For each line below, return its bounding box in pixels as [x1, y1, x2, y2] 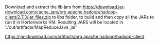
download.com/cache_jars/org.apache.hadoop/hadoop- [5, 9, 118, 15]
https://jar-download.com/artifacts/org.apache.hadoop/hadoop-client [5, 33, 144, 39]
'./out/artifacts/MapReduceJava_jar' [5, 24, 77, 30]
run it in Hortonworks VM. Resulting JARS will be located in [5, 19, 124, 25]
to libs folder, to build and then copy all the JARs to [52, 14, 154, 20]
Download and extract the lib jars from [5, 4, 82, 10]
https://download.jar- [82, 4, 125, 10]
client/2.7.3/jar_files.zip [5, 14, 51, 20]
